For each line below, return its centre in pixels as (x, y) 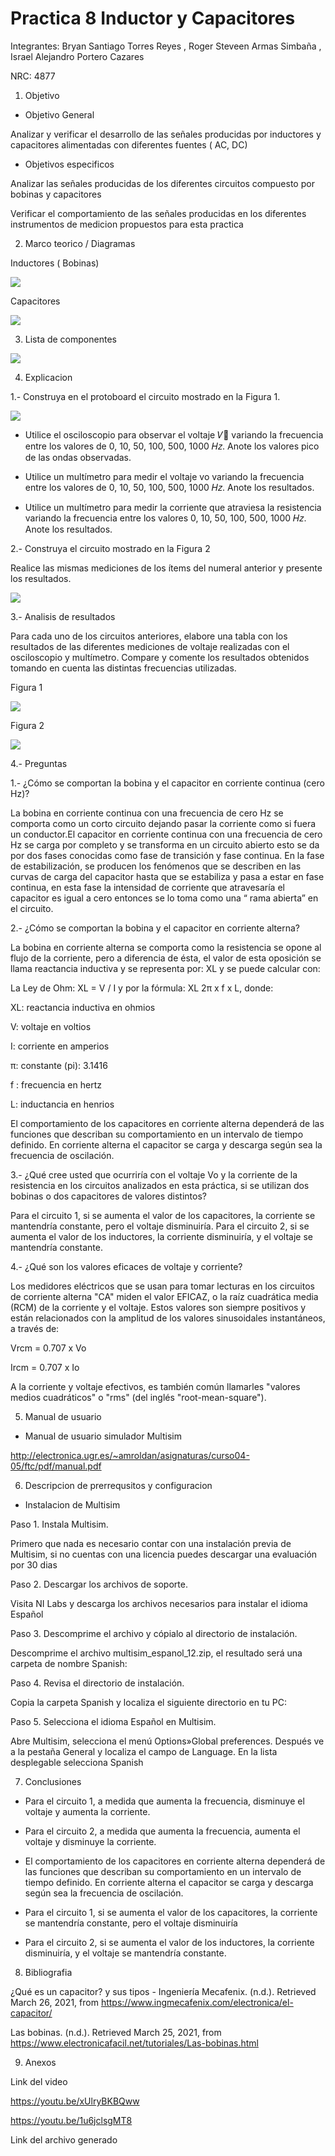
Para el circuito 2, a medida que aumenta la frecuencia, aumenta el (162, 1831)
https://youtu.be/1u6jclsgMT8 (71, 2120)
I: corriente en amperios (60, 1046)
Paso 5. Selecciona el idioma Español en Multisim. (113, 1721)
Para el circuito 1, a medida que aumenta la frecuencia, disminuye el (164, 1801)
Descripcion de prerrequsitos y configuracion (118, 1485)
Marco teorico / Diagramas (80, 243)
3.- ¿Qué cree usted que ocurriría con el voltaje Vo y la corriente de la (154, 1174)
